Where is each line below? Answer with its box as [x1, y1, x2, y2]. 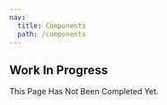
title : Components [17, 21, 87, 30]
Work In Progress [9, 62, 109, 77]
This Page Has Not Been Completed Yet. [9, 86, 159, 97]
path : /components [17, 29, 87, 38]
